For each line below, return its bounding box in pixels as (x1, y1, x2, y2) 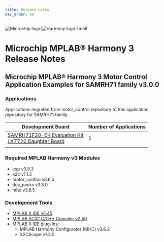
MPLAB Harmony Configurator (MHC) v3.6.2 (19, 226, 110, 232)
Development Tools (5, 199, 53, 206)
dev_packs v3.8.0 (12, 181, 48, 188)
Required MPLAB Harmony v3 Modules (5, 155, 100, 161)
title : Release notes (5, 7, 50, 12)
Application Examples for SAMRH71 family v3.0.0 (5, 81, 160, 89)
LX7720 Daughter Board (7, 138, 65, 145)
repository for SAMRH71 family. (5, 112, 68, 118)
